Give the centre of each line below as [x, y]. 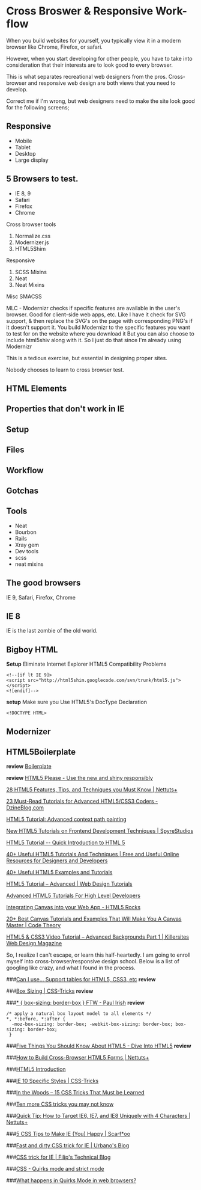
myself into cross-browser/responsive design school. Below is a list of [93, 962]
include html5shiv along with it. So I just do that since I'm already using [94, 340]
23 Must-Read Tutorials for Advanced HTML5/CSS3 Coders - [82, 802]
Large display [32, 160]
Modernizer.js [32, 242]
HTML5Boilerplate [41, 752]
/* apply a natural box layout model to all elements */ [79, 1014]
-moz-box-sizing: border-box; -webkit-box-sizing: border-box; [92, 1024]
